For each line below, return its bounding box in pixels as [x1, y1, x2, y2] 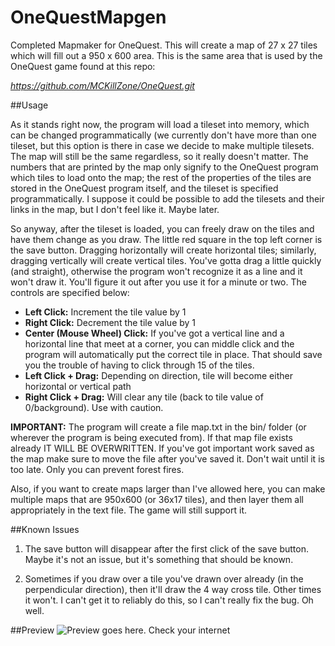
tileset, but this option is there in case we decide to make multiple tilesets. [10, 139, 315, 151]
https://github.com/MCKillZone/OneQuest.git [10, 79, 195, 91]
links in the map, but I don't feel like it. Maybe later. [10, 203, 220, 215]
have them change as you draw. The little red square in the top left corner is [10, 233, 323, 245]
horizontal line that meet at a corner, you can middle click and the [24, 337, 295, 350]
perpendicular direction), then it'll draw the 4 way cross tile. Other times [24, 583, 322, 595]
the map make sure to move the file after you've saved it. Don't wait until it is [10, 452, 325, 465]
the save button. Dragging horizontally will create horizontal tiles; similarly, [10, 244, 317, 256]
